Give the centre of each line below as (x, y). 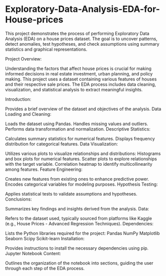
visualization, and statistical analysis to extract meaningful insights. (74, 89)
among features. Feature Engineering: (44, 169)
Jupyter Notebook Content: (33, 253)
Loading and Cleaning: (28, 114)
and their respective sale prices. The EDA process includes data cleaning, (81, 84)
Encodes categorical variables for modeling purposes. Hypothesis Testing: (82, 184)
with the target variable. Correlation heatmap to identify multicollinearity (79, 164)
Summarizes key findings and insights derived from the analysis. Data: (77, 208)
